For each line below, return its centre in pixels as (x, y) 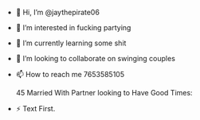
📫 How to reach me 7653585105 (70, 74)
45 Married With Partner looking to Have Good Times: (104, 93)
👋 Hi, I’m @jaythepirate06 (57, 12)
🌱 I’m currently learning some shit (71, 43)
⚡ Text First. (35, 108)
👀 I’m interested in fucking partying (73, 27)
